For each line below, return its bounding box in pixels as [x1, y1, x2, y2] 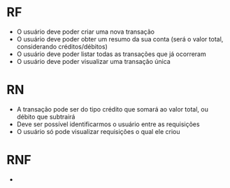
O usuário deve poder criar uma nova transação [16, 27, 155, 36]
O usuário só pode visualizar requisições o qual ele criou [16, 127, 180, 135]
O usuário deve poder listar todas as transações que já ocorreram [16, 50, 207, 58]
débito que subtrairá [16, 112, 76, 121]
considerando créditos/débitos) [16, 42, 108, 51]
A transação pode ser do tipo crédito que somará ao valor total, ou [16, 105, 209, 113]
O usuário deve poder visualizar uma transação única [16, 57, 171, 65]
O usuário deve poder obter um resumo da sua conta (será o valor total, [16, 34, 224, 43]
